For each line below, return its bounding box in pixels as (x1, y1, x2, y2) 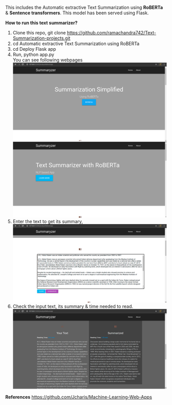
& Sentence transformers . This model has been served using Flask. (5, 10, 149, 16)
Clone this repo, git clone (12, 30, 66, 35)
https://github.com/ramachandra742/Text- (67, 30, 157, 35)
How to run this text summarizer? (5, 20, 78, 26)
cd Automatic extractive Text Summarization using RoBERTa (12, 40, 140, 47)
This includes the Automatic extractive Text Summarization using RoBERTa (5, 5, 163, 10)
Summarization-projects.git (12, 35, 71, 41)
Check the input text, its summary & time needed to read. (12, 303, 134, 309)
